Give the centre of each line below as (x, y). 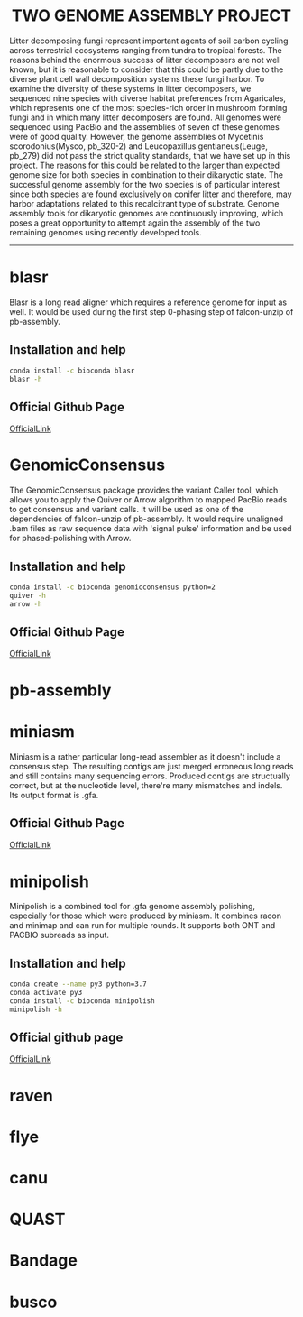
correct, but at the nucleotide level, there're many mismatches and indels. (146, 785)
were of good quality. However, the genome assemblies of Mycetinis (137, 136)
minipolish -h (36, 1009)
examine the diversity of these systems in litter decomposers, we (130, 88)
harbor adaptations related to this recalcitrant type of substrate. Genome (144, 203)
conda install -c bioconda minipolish (82, 1001)
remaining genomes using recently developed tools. (106, 232)
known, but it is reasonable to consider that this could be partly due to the (147, 69)
